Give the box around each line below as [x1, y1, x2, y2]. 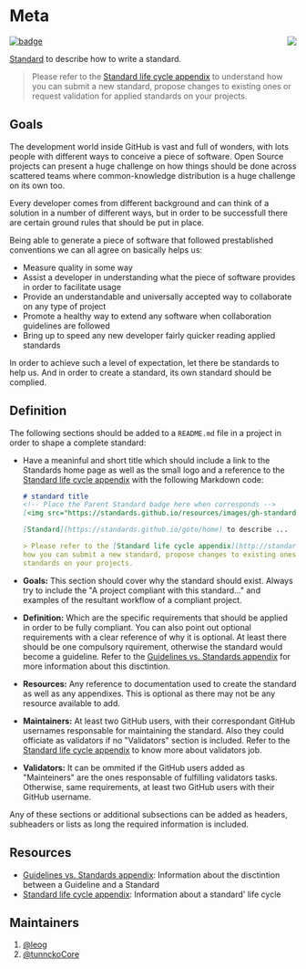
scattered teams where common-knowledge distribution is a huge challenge [9, 170, 296, 181]
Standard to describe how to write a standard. [9, 53, 182, 64]
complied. [9, 376, 47, 388]
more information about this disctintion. [22, 661, 171, 672]
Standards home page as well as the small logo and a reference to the [22, 464, 285, 475]
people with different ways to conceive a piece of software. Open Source [9, 151, 284, 161]
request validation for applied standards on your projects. [31, 90, 248, 101]
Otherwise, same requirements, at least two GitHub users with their [22, 781, 275, 792]
